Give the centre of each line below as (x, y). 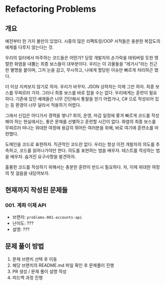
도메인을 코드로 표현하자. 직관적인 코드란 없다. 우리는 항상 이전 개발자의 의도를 (80, 144)
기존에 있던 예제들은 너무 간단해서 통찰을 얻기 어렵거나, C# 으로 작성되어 (85, 99)
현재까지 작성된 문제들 (36, 190)
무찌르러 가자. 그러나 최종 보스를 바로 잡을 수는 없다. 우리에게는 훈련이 (81, 93)
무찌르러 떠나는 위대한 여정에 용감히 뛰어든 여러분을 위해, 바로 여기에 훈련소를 (79, 128)
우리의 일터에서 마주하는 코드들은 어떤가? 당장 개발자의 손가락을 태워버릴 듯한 (79, 58)
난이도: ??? (23, 223)
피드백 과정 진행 (27, 277)
